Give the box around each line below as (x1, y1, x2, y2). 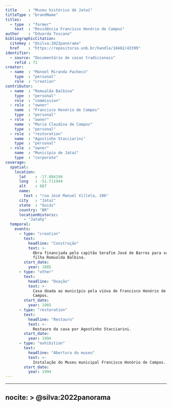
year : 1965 (28, 303, 52, 308)
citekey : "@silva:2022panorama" (10, 41, 81, 46)
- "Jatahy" (24, 217, 47, 222)
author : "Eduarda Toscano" (5, 31, 72, 36)
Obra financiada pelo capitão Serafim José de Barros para (32, 250, 161, 255)
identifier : (5, 50, 31, 55)
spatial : (10, 164, 29, 169)
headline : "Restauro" (28, 317, 74, 322)
